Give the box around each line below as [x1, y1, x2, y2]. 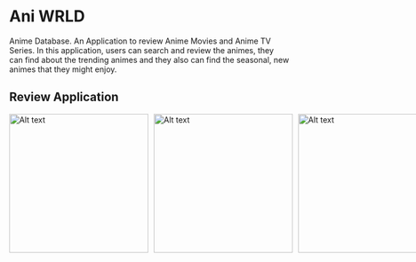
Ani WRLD [9, 6, 86, 27]
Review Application [9, 90, 119, 105]
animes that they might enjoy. [9, 64, 117, 75]
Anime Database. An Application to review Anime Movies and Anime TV [9, 36, 271, 46]
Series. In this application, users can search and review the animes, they [9, 44, 274, 55]
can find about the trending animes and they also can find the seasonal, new [9, 54, 290, 65]
